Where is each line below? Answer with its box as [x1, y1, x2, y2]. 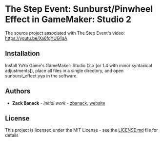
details [5, 132, 19, 138]
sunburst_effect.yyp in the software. [5, 72, 78, 79]
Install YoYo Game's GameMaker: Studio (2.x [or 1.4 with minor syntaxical [5, 62, 152, 68]
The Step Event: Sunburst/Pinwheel [5, 3, 153, 15]
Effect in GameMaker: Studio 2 [5, 14, 132, 25]
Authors [5, 87, 31, 95]
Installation [5, 49, 40, 58]
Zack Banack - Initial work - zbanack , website [12, 100, 105, 106]
